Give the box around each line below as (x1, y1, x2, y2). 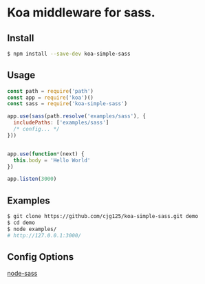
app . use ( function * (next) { (7, 150, 85, 157)
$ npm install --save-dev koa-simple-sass (7, 50, 131, 57)
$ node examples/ (7, 226, 57, 232)
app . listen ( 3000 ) (7, 175, 57, 183)
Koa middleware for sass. (7, 5, 156, 21)
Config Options (7, 251, 74, 263)
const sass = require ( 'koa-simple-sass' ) (7, 100, 128, 107)
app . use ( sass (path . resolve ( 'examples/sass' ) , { (7, 113, 147, 120)
